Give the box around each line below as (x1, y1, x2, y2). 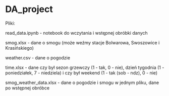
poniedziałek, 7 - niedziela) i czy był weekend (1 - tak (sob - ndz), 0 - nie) (5, 69, 158, 76)
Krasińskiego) (5, 45, 34, 51)
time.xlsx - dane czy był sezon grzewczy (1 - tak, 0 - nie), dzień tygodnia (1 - (5, 64, 164, 70)
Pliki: (5, 20, 15, 26)
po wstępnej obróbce (5, 84, 49, 91)
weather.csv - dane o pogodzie (5, 54, 71, 61)
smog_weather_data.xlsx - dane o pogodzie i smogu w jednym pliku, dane (5, 79, 159, 85)
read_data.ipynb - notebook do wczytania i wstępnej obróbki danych (5, 30, 148, 36)
